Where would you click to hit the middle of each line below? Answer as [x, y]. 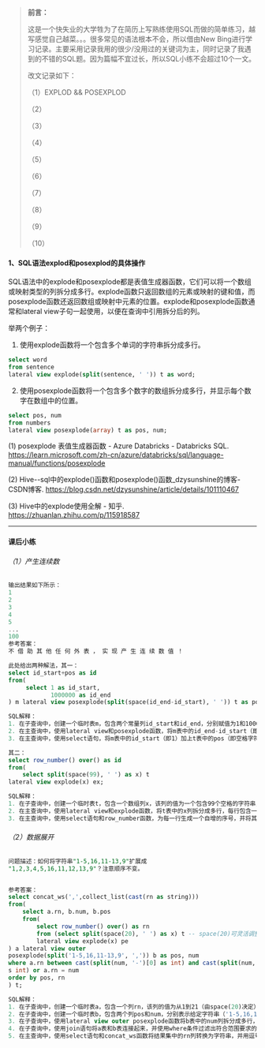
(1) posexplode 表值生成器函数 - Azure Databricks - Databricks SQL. [119, 446]
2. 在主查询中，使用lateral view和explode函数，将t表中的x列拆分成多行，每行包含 [130, 811]
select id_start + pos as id [52, 673]
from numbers [30, 423]
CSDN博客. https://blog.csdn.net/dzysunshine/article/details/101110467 [123, 489]
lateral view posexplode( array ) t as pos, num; [88, 430]
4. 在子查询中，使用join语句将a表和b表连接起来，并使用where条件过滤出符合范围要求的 [133, 1029]
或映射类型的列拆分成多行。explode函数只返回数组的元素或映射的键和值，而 [132, 292]
